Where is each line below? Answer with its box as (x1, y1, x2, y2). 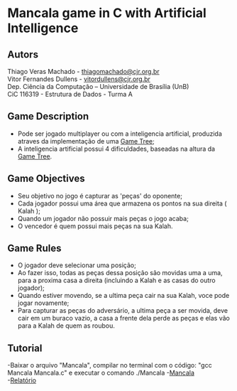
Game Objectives (7, 173, 85, 185)
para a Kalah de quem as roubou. (17, 321, 116, 330)
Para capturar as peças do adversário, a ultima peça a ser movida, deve (17, 306, 228, 315)
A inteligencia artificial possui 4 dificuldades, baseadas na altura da (17, 144, 215, 153)
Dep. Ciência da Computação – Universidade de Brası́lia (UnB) (7, 82, 189, 90)
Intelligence (7, 20, 79, 36)
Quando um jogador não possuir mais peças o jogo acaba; (17, 214, 189, 223)
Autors (7, 48, 39, 60)
